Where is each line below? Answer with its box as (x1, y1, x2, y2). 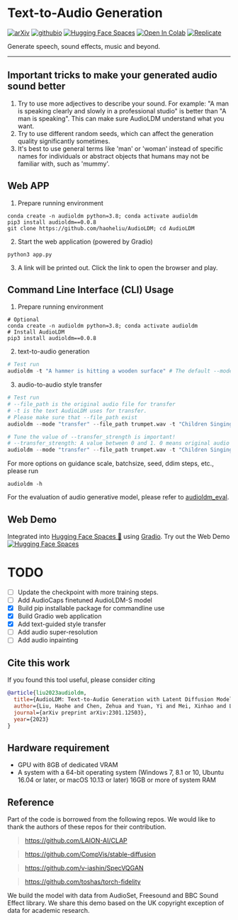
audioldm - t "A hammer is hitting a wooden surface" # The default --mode (7, 368, 233, 375)
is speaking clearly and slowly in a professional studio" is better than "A (17, 106, 227, 115)
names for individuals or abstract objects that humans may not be (17, 152, 210, 160)
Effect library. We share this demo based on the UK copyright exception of (7, 899, 225, 907)
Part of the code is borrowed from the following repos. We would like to (7, 815, 216, 823)
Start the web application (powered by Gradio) (17, 237, 154, 246)
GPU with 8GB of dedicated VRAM (17, 761, 118, 769)
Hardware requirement (7, 742, 110, 754)
